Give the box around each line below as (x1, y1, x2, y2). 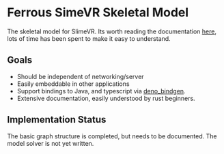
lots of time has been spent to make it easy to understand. (7, 34, 171, 42)
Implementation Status (7, 114, 107, 125)
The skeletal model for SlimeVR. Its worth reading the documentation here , (7, 27, 217, 35)
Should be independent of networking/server (16, 72, 145, 80)
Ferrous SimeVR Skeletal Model (7, 5, 189, 20)
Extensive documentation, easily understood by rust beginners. (16, 94, 196, 102)
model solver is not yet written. (7, 139, 94, 147)
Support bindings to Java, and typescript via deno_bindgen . (16, 87, 186, 95)
